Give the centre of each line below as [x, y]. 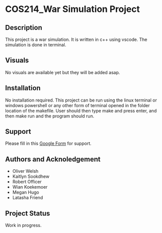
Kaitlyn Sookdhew [31, 176]
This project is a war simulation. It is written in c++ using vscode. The [76, 39]
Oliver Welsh [25, 171]
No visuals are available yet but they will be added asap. [63, 72]
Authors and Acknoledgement [53, 159]
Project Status [28, 213]
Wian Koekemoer [30, 187]
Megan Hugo [26, 192]
